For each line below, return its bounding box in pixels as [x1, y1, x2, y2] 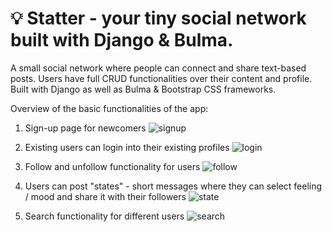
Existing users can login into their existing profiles [24, 141, 230, 153]
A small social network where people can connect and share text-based [10, 62, 307, 74]
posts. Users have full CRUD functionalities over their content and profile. [10, 72, 313, 84]
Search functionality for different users [24, 210, 185, 222]
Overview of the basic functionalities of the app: [10, 102, 209, 114]
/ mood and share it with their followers [24, 190, 187, 202]
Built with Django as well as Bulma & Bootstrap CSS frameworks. [10, 83, 277, 95]
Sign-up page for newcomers [24, 122, 147, 134]
